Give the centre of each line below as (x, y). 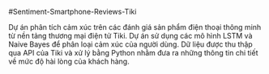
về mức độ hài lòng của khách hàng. (69, 61)
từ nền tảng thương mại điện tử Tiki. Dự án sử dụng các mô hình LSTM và (130, 36)
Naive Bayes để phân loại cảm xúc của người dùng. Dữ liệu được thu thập (130, 44)
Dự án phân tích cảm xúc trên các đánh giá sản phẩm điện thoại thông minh (135, 27)
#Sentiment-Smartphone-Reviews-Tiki (73, 12)
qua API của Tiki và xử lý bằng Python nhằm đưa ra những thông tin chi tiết (133, 53)
